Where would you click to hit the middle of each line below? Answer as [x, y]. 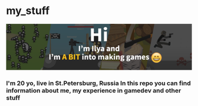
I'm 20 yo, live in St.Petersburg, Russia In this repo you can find [98, 83]
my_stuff [28, 11]
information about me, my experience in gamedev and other [94, 90]
